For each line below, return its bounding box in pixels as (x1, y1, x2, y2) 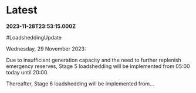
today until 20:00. (6, 69, 49, 76)
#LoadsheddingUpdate (6, 34, 62, 41)
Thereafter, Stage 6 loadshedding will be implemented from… (6, 80, 154, 87)
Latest (6, 3, 38, 17)
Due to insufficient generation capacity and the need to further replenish (6, 56, 181, 63)
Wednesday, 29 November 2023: (6, 45, 86, 52)
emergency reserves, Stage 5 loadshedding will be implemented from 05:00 (6, 62, 190, 70)
